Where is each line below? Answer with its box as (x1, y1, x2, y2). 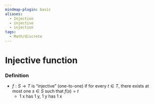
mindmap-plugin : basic (5, 7, 51, 12)
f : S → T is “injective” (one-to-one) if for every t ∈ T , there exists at (12, 83, 149, 89)
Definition (5, 72, 29, 79)
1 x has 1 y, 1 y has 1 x (19, 93, 62, 99)
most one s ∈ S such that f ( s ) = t (12, 88, 79, 94)
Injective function (5, 55, 78, 66)
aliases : (5, 12, 23, 16)
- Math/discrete (9, 34, 42, 39)
